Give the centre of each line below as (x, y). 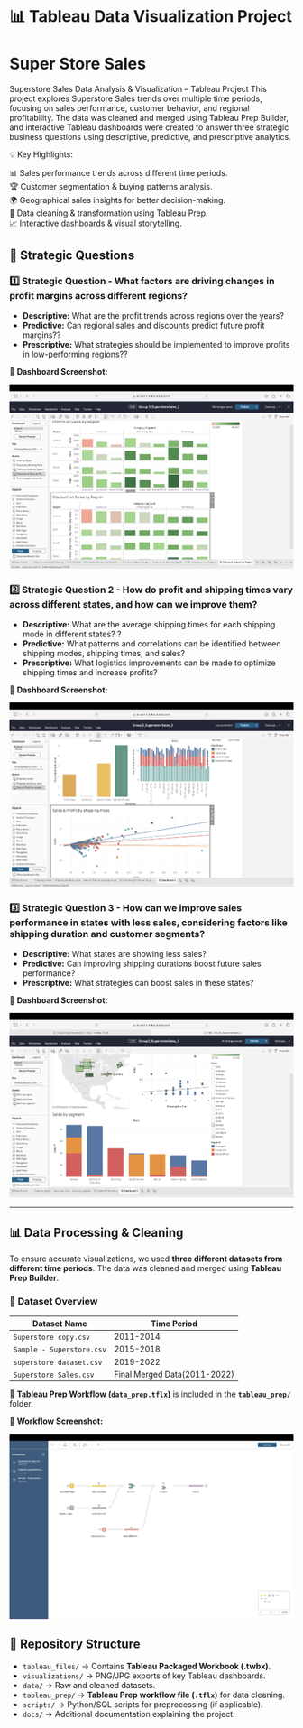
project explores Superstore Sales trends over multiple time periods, (136, 98)
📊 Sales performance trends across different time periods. (119, 173)
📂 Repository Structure (75, 1644)
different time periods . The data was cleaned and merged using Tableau (146, 1268)
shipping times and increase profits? (90, 672)
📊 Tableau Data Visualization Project (151, 17)
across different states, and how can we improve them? (133, 605)
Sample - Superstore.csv (60, 1350)
